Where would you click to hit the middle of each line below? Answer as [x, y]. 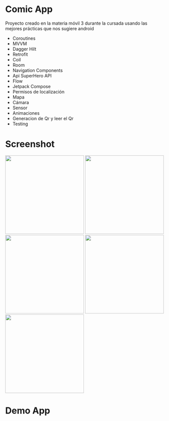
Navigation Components [37, 70]
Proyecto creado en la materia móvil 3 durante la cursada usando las [76, 23]
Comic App [29, 9]
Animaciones [26, 113]
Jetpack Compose [32, 86]
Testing [20, 124]
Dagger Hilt [24, 49]
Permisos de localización [38, 92]
